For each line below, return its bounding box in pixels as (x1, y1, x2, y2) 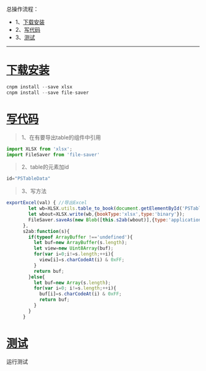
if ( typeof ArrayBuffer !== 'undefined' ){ (28, 234, 133, 240)
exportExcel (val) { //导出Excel (6, 200, 87, 206)
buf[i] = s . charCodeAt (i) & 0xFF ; (39, 291, 122, 297)
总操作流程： (6, 6, 39, 12)
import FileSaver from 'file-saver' (6, 151, 100, 158)
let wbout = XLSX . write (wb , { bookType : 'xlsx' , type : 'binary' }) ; (28, 211, 185, 217)
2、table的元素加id (21, 163, 69, 170)
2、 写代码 (15, 26, 41, 33)
